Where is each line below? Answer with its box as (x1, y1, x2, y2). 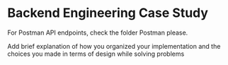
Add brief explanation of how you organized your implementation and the (7, 42, 221, 50)
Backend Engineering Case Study (7, 5, 209, 21)
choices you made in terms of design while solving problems (7, 49, 185, 58)
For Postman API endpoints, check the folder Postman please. (7, 28, 188, 37)
